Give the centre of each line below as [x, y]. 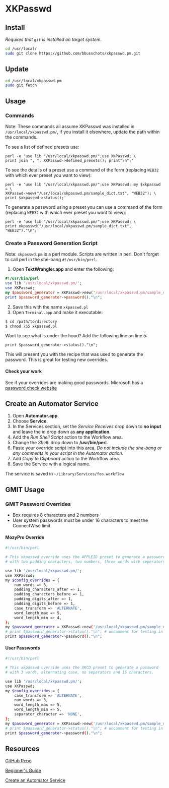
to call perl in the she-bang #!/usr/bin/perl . [51, 260]
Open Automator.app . [36, 416]
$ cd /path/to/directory [31, 321]
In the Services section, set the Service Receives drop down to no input [87, 427]
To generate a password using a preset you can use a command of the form [84, 207]
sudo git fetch [21, 85]
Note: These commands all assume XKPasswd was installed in [70, 126]
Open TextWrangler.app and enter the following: [63, 269]
